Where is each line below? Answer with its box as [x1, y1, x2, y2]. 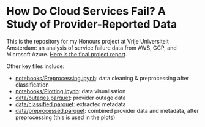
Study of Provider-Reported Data [6, 17, 177, 31]
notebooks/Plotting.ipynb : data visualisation [15, 87, 126, 94]
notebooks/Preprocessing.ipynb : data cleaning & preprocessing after [15, 74, 190, 82]
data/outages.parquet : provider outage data [15, 94, 127, 101]
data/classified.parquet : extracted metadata [15, 100, 127, 108]
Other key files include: [6, 63, 65, 70]
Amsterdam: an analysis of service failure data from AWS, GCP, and [6, 44, 177, 52]
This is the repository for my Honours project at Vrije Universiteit [6, 37, 170, 45]
